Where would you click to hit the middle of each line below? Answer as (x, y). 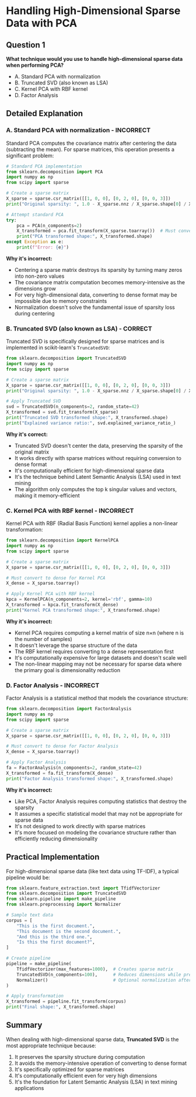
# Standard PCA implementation (44, 166)
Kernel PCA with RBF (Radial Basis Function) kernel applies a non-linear (92, 523)
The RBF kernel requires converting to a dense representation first (94, 651)
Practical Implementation (53, 857)
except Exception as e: (35, 242)
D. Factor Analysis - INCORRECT (53, 685)
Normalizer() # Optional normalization (96, 980)
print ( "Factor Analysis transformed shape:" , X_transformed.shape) (90, 779)
